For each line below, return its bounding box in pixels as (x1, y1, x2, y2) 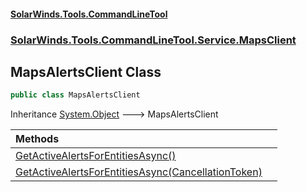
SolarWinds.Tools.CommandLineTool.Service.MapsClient (10, 33, 297, 47)
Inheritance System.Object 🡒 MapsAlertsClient (10, 108, 219, 120)
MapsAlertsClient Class (10, 63, 162, 80)
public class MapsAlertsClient (10, 90, 141, 100)
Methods (15, 132, 60, 146)
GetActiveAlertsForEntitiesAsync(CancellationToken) (15, 165, 263, 179)
